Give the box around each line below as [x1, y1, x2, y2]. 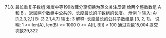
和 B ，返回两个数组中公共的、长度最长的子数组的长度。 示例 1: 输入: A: [15, 10, 158, 16]
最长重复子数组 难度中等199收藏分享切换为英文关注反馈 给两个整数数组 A [15, 4, 161, 9]
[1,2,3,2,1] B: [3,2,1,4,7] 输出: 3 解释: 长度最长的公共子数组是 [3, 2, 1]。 [15, 16, 154, 21]
